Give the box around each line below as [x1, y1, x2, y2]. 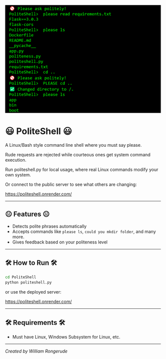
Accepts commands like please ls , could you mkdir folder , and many [12, 228, 156, 235]
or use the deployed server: [5, 289, 62, 295]
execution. [5, 157, 27, 163]
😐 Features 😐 [5, 210, 50, 219]
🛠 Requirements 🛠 [5, 318, 65, 327]
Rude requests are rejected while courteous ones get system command [5, 151, 151, 158]
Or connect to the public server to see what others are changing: [5, 181, 137, 187]
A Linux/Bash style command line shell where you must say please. [5, 142, 142, 148]
